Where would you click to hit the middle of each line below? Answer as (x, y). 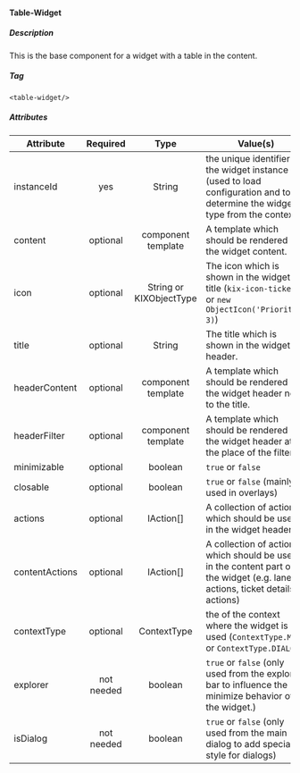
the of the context (242, 614)
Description (32, 33)
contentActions (46, 572)
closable (32, 487)
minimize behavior (244, 695)
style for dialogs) (241, 755)
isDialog (31, 738)
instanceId (36, 186)
